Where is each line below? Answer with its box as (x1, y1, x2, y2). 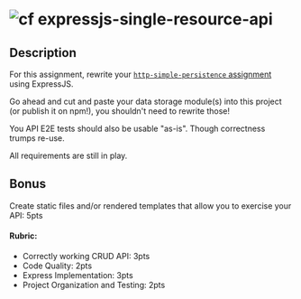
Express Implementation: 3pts (22, 270, 133, 281)
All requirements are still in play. (9, 150, 128, 161)
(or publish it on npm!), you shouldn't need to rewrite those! (9, 106, 231, 117)
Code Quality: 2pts (22, 260, 93, 271)
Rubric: (9, 230, 38, 241)
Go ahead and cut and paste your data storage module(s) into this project (9, 96, 282, 107)
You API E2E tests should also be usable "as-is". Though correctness (9, 123, 266, 134)
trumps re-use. (9, 133, 65, 144)
